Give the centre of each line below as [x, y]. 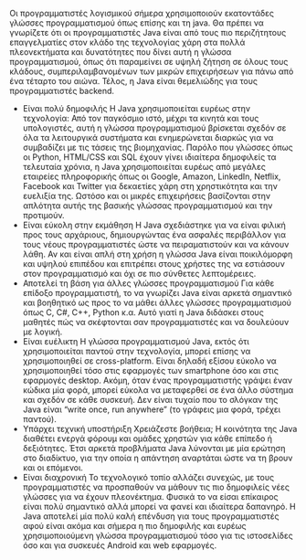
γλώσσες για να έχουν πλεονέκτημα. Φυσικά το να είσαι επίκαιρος [150, 497]
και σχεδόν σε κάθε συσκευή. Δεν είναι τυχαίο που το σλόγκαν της [150, 400]
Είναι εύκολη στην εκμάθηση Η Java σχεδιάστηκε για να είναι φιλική [154, 225]
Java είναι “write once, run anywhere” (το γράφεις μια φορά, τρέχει [152, 409]
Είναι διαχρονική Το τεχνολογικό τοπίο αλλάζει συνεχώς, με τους [148, 477]
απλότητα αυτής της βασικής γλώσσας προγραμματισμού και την [148, 206]
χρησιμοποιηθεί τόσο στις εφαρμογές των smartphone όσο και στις [150, 370]
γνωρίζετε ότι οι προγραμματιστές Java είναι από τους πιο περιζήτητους [148, 32]
